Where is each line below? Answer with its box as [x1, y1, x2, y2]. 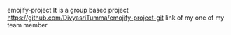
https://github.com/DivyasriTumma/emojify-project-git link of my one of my [7, 13, 225, 22]
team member [7, 21, 48, 29]
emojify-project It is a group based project [7, 6, 129, 14]
